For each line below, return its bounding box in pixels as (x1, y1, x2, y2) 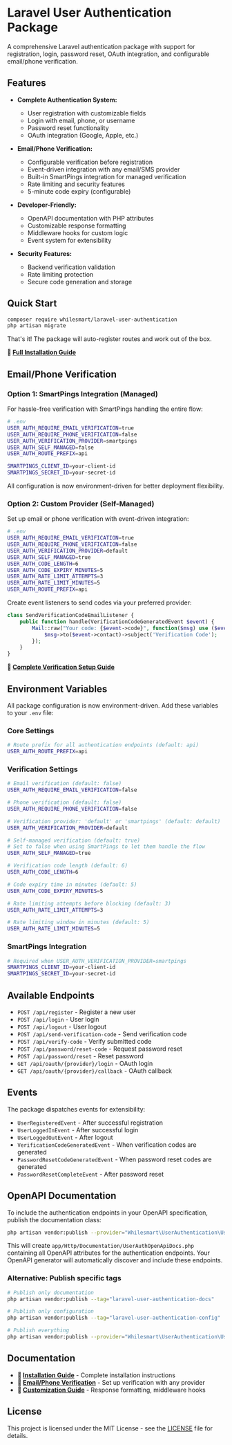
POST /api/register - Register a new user (17, 1008, 136, 1016)
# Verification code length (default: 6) (7, 863, 128, 869)
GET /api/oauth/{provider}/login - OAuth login (17, 1059, 153, 1067)
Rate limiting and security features (27, 180, 126, 188)
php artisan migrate (7, 322, 67, 329)
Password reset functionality (27, 123, 109, 132)
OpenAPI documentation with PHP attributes (27, 214, 154, 222)
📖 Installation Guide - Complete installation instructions (17, 1371, 176, 1379)
